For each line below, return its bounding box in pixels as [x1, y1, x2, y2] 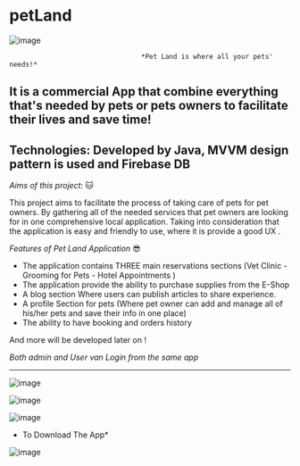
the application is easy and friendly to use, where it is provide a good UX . [9, 226, 281, 237]
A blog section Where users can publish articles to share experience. [21, 289, 277, 300]
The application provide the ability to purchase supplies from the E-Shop [21, 279, 290, 290]
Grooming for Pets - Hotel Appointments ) [21, 270, 176, 281]
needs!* [9, 60, 38, 69]
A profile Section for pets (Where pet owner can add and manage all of [21, 298, 283, 309]
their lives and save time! [9, 112, 152, 128]
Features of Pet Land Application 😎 [9, 243, 141, 254]
